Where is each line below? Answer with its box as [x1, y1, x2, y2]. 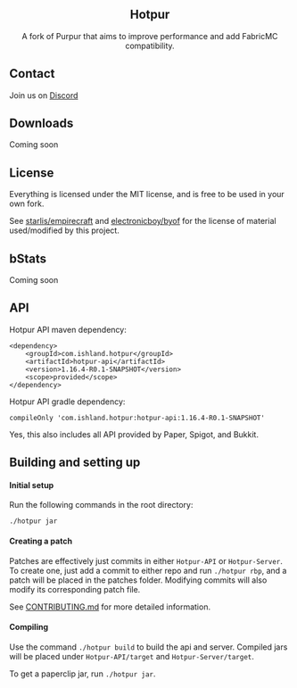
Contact [9, 66, 55, 81]
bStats [9, 251, 47, 266]
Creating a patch [9, 535, 73, 547]
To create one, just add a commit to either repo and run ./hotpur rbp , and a [9, 565, 287, 576]
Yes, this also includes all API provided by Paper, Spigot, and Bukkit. [9, 428, 259, 440]
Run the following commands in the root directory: [9, 500, 194, 510]
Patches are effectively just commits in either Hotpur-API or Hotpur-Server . [9, 555, 284, 566]
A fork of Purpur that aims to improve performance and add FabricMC [21, 30, 278, 41]
